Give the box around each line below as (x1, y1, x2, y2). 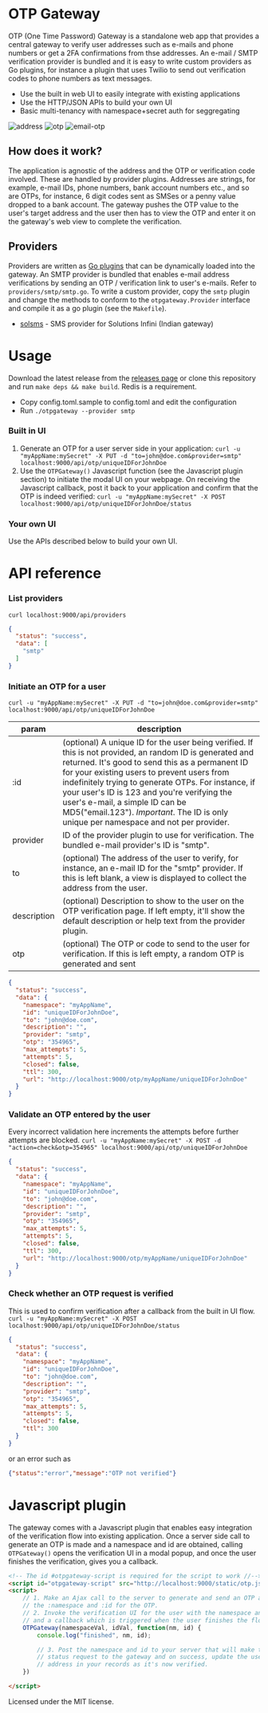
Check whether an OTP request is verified (8, 1288, 174, 1299)
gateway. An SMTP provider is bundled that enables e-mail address (8, 269, 230, 279)
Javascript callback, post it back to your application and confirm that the (19, 483, 258, 492)
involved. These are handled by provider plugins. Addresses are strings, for (8, 174, 256, 184)
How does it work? (8, 144, 103, 158)
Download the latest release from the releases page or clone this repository (8, 373, 257, 383)
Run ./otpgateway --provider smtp (19, 405, 136, 415)
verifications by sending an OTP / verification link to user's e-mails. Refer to (8, 278, 257, 287)
